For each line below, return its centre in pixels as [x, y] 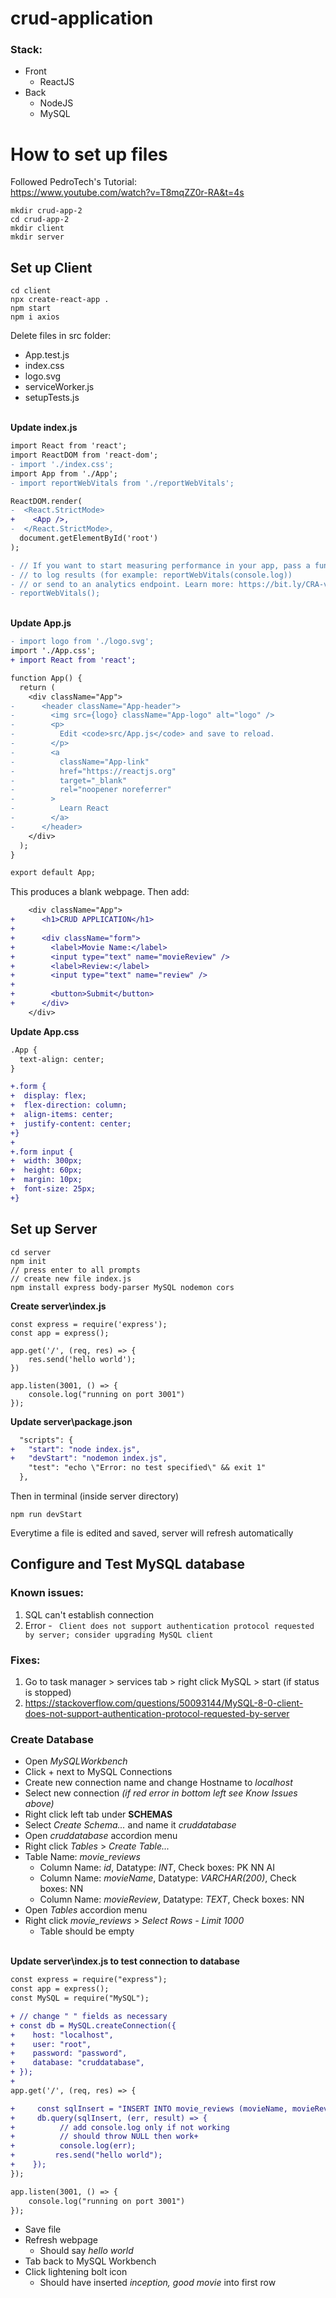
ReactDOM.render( [46, 501]
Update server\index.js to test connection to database [125, 1961]
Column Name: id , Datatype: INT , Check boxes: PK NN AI [157, 1868]
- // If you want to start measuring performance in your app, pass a [160, 565]
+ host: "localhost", [62, 2035]
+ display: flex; [48, 1096]
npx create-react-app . [60, 300]
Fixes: [25, 1660]
